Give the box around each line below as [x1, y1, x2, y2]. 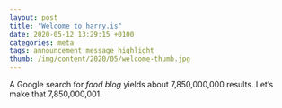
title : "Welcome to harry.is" [9, 21, 123, 30]
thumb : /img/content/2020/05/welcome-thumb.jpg [9, 54, 191, 63]
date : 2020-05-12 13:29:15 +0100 [9, 29, 135, 38]
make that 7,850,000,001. [9, 88, 103, 99]
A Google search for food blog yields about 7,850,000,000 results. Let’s [9, 79, 274, 89]
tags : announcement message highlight [9, 46, 154, 55]
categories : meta [9, 37, 75, 47]
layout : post [9, 12, 58, 22]
